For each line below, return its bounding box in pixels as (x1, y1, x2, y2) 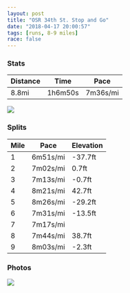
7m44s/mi (32, 231, 65, 240)
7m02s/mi (32, 163, 65, 173)
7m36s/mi (85, 88, 119, 97)
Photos (7, 263, 32, 272)
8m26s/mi (32, 197, 65, 207)
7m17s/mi (32, 219, 65, 229)
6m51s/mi (32, 152, 65, 162)
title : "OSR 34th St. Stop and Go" (7, 17, 109, 23)
